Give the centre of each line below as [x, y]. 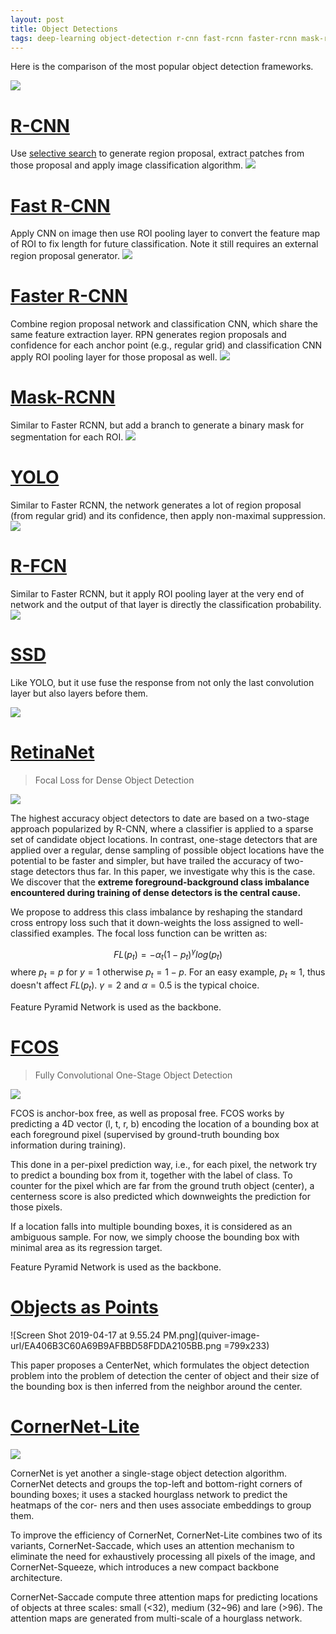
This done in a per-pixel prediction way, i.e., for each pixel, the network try [164, 1164]
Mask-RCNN [63, 397]
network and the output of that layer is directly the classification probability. [166, 604]
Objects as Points [84, 1307]
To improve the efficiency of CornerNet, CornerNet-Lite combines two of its [166, 1535]
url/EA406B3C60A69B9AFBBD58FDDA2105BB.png [116, 1345]
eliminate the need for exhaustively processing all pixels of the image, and [163, 1556]
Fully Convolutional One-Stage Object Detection [133, 1075]
